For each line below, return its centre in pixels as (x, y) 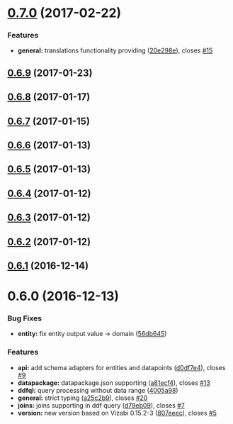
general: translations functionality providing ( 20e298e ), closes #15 (115, 50)
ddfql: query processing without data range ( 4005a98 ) (98, 390)
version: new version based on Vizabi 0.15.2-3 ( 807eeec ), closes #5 (117, 413)
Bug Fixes (25, 318)
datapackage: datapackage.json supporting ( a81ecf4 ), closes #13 (114, 383)
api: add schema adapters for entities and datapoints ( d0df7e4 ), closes (121, 367)
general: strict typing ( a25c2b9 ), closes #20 (83, 398)
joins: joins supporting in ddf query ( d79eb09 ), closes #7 (101, 405)
